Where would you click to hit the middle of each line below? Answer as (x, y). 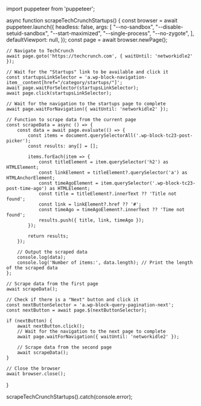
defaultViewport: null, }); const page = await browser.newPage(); (87, 40)
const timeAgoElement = (68, 183)
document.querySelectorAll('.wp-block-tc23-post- (129, 136)
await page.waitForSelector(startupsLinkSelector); (72, 88)
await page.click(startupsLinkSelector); (59, 93)
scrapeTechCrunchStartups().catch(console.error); (69, 397)
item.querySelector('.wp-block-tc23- (148, 183)
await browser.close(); (36, 374)
